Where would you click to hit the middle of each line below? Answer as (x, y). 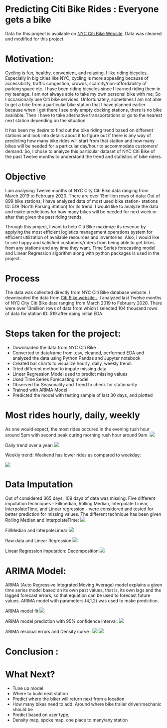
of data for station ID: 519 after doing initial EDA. (54, 313)
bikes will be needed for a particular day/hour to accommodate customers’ (82, 146)
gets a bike (28, 20)
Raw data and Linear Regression (38, 540)
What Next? (30, 674)
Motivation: (29, 59)
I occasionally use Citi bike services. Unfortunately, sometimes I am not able (83, 99)
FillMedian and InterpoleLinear (36, 530)
